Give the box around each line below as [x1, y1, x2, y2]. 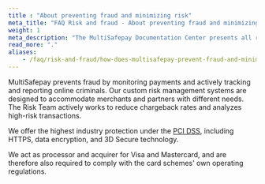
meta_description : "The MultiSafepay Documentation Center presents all [8, 33, 252, 42]
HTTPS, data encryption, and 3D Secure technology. [8, 134, 179, 144]
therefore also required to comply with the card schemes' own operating [8, 158, 244, 167]
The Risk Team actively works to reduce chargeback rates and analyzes [8, 102, 242, 111]
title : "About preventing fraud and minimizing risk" [8, 11, 192, 20]
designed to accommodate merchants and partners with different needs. [8, 94, 244, 103]
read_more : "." [8, 41, 58, 49]
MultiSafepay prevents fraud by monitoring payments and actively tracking [8, 77, 251, 87]
